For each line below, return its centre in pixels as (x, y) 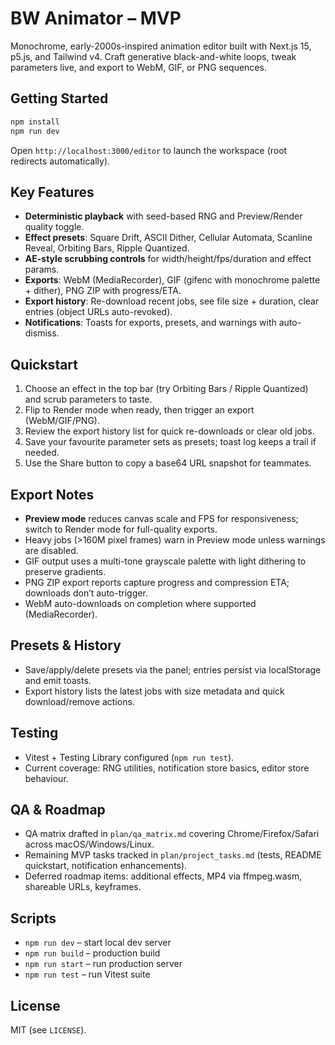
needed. (42, 453)
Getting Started (59, 98)
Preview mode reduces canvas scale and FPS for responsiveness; (161, 518)
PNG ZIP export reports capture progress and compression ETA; (157, 582)
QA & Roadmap (58, 809)
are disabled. (51, 550)
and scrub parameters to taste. (88, 399)
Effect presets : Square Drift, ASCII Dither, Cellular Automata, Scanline (168, 238)
